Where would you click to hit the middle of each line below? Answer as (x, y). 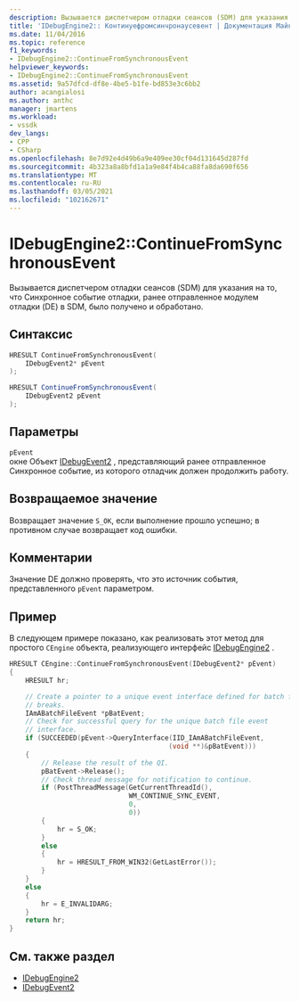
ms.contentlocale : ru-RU (55, 184)
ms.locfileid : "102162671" (59, 200)
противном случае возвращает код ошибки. (93, 529)
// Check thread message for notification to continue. (147, 779)
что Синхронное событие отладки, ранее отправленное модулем (134, 297)
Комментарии (51, 558)
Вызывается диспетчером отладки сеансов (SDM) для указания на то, (143, 287)
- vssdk (24, 126)
